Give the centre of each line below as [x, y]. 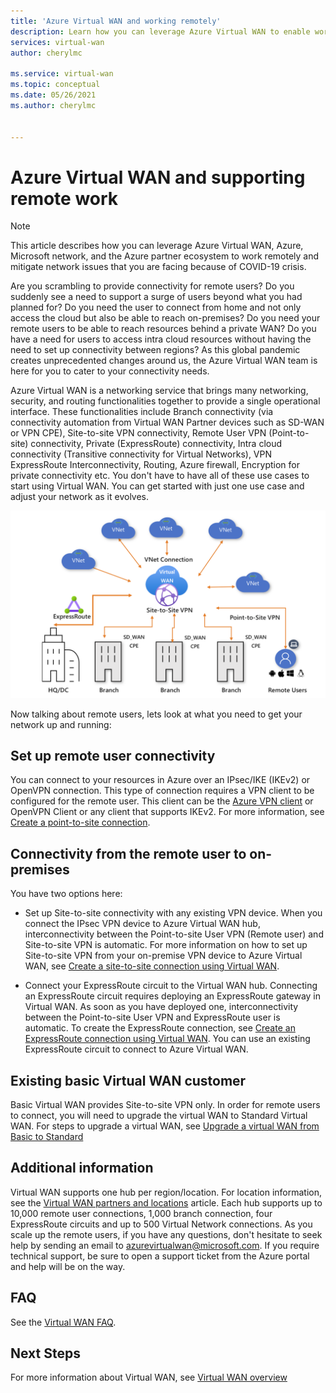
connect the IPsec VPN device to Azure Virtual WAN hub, [142, 924]
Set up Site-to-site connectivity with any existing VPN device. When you [173, 913]
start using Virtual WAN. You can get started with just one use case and [157, 486]
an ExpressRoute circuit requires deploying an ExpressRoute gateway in [173, 996]
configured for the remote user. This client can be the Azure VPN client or [162, 801]
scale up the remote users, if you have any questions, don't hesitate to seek [166, 1234]
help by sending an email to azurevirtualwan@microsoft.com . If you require [165, 1245]
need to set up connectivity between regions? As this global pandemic [155, 350]
